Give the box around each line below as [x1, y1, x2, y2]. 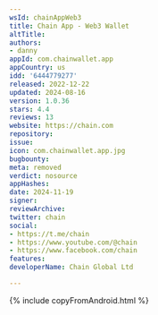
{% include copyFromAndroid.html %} [9, 294, 149, 305]
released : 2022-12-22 [9, 80, 90, 89]
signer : [9, 196, 38, 206]
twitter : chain [9, 212, 66, 222]
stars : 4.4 [9, 105, 50, 114]
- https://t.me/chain [9, 229, 90, 238]
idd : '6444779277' [9, 72, 78, 81]
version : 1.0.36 [9, 96, 70, 106]
